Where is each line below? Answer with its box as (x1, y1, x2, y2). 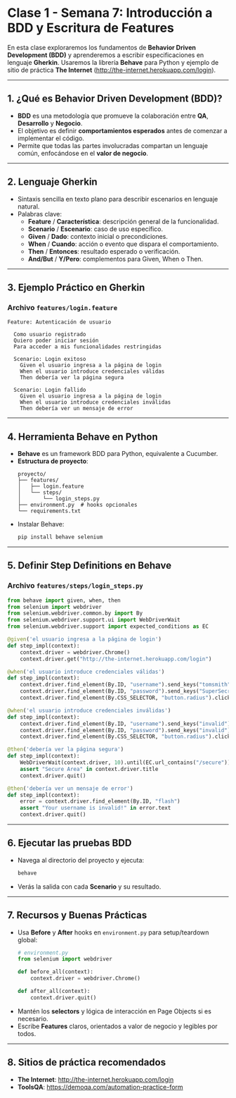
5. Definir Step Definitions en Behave (7, 560, 172, 572)
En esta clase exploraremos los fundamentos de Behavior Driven (7, 43, 197, 51)
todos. (17, 1029, 37, 1037)
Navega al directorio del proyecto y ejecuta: (17, 856, 145, 864)
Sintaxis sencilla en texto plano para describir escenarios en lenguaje (17, 195, 218, 203)
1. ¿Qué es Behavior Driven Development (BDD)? (7, 93, 223, 105)
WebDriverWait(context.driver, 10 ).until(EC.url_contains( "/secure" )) (20, 759, 231, 766)
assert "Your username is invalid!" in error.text (20, 805, 171, 812)
